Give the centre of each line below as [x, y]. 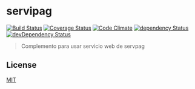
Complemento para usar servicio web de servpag [83, 46]
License [21, 65]
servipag [29, 11]
